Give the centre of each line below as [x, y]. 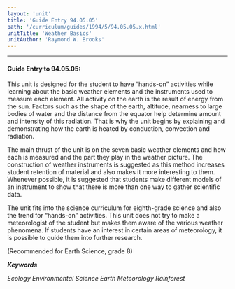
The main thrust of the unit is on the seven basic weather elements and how [116, 150]
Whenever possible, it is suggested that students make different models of [114, 180]
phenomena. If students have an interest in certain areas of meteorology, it [115, 230]
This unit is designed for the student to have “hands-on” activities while [110, 84]
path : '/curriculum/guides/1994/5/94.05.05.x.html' [84, 27]
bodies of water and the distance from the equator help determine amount [114, 114]
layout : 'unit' [29, 14]
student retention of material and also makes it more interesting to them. [111, 172]
